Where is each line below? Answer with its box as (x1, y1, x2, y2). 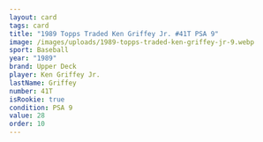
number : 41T (9, 86, 53, 95)
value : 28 (9, 111, 46, 120)
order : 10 (9, 120, 46, 129)
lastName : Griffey (9, 78, 77, 87)
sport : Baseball (9, 46, 69, 55)
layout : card (9, 12, 57, 22)
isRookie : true (9, 94, 65, 104)
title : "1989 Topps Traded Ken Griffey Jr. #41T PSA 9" (9, 29, 219, 38)
